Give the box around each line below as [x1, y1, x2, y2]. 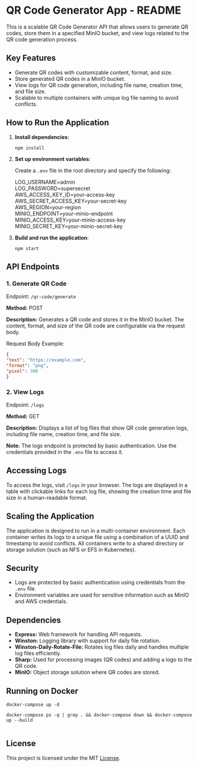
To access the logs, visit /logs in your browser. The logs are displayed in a [6, 481, 188, 488]
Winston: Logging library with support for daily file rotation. [14, 637, 161, 645]
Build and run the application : [14, 234, 89, 241]
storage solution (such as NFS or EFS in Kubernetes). [6, 546, 136, 553]
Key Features [6, 53, 56, 63]
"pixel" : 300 [6, 368, 39, 374]
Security [6, 563, 39, 573]
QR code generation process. [6, 36, 78, 43]
